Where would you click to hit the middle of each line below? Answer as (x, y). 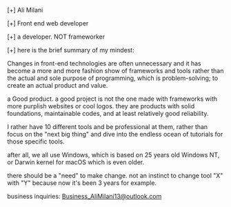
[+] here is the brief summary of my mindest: (71, 50)
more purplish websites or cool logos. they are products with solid (101, 106)
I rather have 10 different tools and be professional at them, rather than (108, 127)
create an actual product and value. (58, 85)
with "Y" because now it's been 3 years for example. (82, 183)
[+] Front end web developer (48, 23)
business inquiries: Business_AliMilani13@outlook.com (84, 196)
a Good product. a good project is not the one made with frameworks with (112, 99)
